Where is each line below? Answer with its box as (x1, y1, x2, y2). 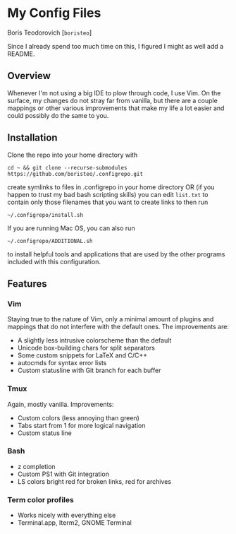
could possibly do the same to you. (7, 111, 109, 119)
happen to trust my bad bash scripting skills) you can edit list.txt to (7, 190, 209, 198)
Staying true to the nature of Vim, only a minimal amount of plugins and (7, 315, 214, 324)
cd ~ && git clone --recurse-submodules (7, 164, 128, 171)
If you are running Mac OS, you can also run (7, 224, 135, 232)
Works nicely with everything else (17, 511, 116, 520)
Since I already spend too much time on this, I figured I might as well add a (7, 42, 224, 50)
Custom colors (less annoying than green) (17, 413, 139, 422)
